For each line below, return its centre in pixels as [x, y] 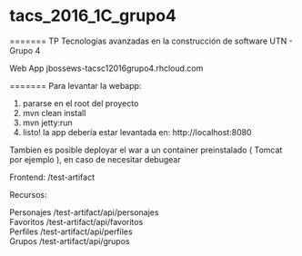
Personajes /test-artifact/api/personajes [84, 212]
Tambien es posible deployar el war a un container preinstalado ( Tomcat [146, 150]
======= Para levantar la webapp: [75, 85]
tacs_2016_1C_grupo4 [93, 16]
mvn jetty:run [47, 123]
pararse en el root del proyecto [81, 103]
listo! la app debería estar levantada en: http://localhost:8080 [137, 132]
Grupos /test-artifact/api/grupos [70, 241]
